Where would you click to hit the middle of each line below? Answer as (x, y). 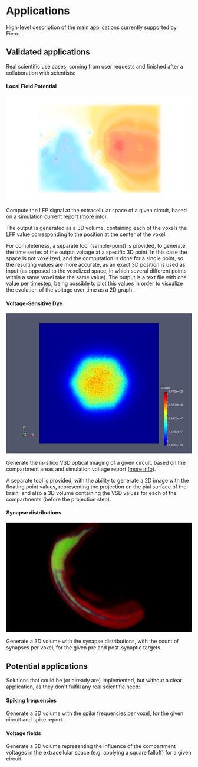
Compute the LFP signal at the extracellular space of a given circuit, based (97, 211)
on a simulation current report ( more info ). (57, 216)
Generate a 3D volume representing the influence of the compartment (91, 746)
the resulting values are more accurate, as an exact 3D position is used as (96, 265)
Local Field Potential (32, 86)
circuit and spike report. (35, 720)
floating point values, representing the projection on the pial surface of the (96, 487)
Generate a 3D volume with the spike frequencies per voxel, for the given (95, 713)
